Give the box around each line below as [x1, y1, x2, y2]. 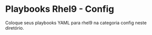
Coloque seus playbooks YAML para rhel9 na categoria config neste [5, 20, 147, 26]
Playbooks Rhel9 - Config [5, 3, 114, 15]
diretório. [5, 25, 24, 31]
